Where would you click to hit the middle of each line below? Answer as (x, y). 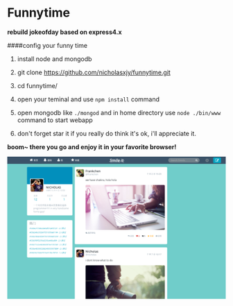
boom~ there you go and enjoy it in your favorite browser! (92, 146)
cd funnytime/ (37, 85)
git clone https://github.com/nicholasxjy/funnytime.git (94, 72)
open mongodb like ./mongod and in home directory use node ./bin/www (119, 112)
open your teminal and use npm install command (88, 99)
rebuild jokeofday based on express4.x (65, 32)
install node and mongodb (54, 59)
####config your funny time (48, 45)
